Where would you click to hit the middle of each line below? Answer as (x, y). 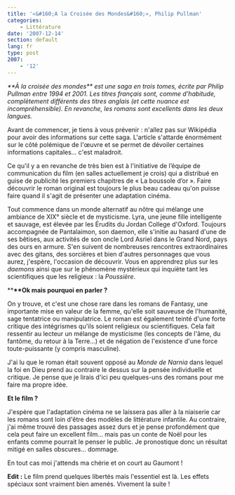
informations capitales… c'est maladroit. (65, 152)
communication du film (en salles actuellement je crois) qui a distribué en (113, 173)
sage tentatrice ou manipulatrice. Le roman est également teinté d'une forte (116, 319)
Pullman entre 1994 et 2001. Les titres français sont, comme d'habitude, (112, 94)
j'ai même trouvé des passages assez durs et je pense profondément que (113, 427)
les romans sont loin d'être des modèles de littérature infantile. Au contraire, (117, 419)
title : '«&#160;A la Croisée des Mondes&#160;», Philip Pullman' (105, 14)
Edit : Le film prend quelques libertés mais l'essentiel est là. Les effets (108, 476)
